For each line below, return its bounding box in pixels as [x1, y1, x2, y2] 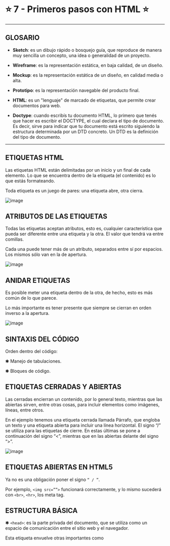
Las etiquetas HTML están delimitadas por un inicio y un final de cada [5, 167, 151, 173]
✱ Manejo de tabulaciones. [5, 358, 62, 364]
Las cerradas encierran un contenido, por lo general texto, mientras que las [5, 396, 163, 402]
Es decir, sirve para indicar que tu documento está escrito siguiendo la [12, 123, 160, 129]
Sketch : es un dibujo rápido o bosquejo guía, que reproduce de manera [12, 47, 162, 53]
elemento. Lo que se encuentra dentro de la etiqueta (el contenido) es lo [5, 172, 156, 178]
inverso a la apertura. [5, 310, 50, 316]
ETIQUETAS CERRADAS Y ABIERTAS [5, 382, 121, 391]
